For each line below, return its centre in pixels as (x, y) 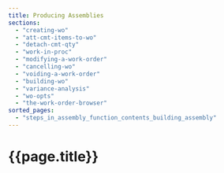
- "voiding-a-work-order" (58, 74)
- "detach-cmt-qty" (47, 45)
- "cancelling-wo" (46, 67)
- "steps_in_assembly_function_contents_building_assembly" (116, 118)
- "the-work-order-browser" (62, 103)
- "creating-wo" (42, 30)
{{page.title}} (53, 157)
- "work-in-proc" (44, 52)
